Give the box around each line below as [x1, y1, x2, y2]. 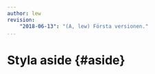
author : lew [7, 10, 41, 17]
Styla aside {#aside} [7, 52, 126, 68]
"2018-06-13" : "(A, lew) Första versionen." [19, 23, 149, 29]
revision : [7, 16, 36, 23]
